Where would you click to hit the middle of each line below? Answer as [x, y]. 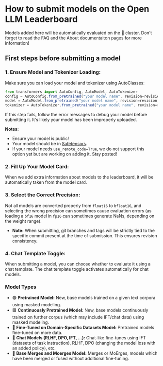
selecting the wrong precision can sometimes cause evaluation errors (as [78, 210]
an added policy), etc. [34, 348]
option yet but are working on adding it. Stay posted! [65, 154]
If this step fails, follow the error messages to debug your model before [76, 115]
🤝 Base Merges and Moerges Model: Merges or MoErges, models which [85, 353]
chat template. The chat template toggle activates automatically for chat [77, 269]
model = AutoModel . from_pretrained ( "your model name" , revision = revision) [82, 101]
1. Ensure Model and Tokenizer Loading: [53, 72]
